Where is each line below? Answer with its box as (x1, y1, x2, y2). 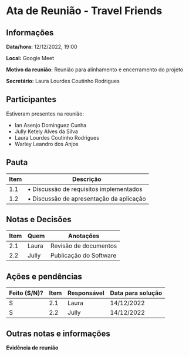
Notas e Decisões (6, 215, 72, 225)
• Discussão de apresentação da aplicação (27, 195, 146, 203)
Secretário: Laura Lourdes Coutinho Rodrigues (6, 78, 120, 84)
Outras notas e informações (6, 328, 110, 338)
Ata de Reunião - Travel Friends (6, 4, 163, 18)
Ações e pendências (6, 271, 82, 281)
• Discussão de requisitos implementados (27, 184, 143, 193)
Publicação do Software (50, 252, 117, 260)
